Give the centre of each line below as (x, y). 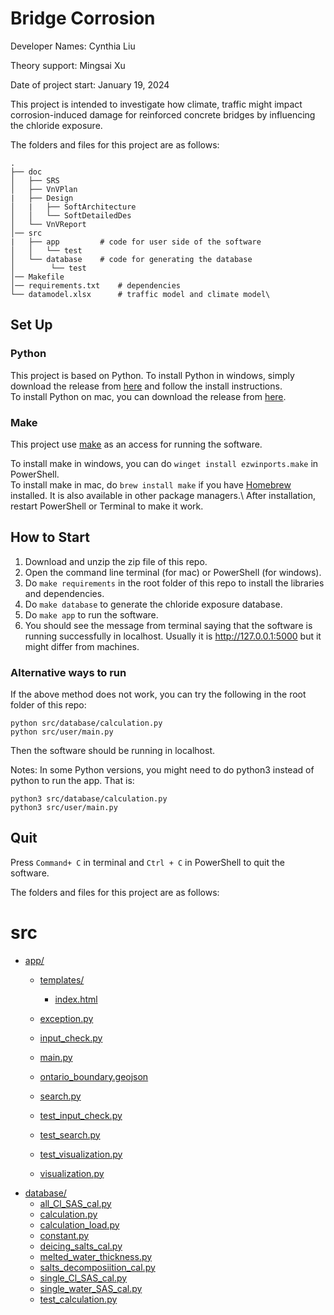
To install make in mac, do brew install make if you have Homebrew (151, 484)
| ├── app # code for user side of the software (136, 242)
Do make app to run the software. (91, 614)
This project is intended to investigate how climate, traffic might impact (156, 104)
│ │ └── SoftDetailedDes (71, 215)
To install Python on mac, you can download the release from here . (148, 396)
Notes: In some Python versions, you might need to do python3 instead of (162, 770)
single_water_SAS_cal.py (91, 1288)
